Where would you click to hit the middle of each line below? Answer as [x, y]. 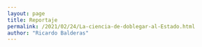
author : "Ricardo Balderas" [48, 33]
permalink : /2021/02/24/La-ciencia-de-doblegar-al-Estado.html [101, 26]
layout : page [26, 13]
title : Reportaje [33, 20]
